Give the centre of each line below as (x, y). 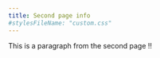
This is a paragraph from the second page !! (80, 45)
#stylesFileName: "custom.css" (60, 23)
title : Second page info (49, 15)
